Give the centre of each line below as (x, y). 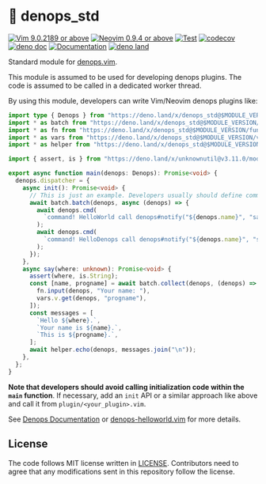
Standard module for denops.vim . (63, 62)
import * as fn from (42, 130)
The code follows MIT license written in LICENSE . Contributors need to (123, 463)
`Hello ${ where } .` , (69, 320)
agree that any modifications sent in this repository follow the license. (122, 471)
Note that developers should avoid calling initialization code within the (126, 387)
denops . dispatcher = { (53, 181)
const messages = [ (61, 313)
